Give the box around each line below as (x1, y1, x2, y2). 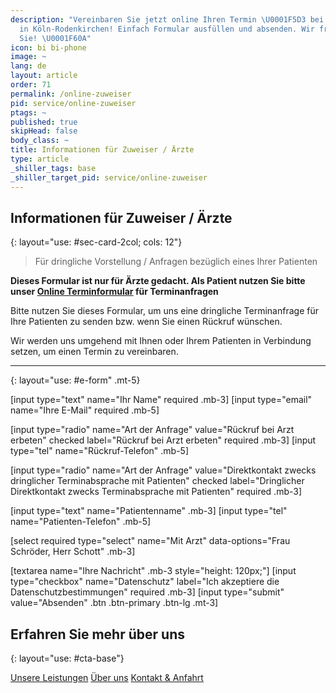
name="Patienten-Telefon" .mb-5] (10, 516, 152, 528)
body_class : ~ (10, 136, 70, 146)
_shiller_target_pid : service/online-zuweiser (10, 172, 208, 183)
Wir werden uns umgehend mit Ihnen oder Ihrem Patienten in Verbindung (10, 335, 312, 347)
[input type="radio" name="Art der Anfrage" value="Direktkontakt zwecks (10, 464, 317, 476)
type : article (10, 154, 70, 164)
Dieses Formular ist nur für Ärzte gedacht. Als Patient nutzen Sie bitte (10, 275, 306, 287)
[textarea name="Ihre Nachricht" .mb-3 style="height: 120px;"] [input (10, 565, 297, 577)
